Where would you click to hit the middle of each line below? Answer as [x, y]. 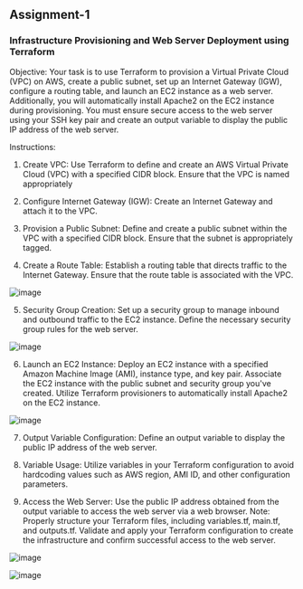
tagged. [37, 247]
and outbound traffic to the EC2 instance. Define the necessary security [156, 319]
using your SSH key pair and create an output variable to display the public [149, 119]
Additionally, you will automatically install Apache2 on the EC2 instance [142, 100]
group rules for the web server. [80, 328]
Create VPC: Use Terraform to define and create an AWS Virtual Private [156, 164]
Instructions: [33, 147]
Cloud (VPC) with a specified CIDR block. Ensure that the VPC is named [156, 174]
